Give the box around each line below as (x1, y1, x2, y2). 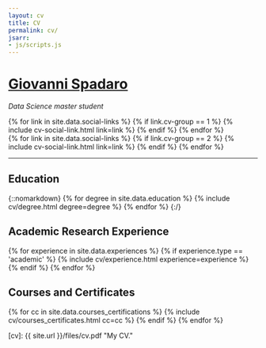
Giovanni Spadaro (8, 75, 128, 94)
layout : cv (8, 11, 44, 20)
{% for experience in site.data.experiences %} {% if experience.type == (8, 246, 243, 255)
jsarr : (8, 33, 30, 42)
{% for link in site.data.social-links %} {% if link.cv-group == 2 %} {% (8, 134, 235, 143)
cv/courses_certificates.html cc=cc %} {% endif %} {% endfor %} (8, 315, 224, 325)
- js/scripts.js (8, 41, 62, 49)
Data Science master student (8, 101, 104, 111)
